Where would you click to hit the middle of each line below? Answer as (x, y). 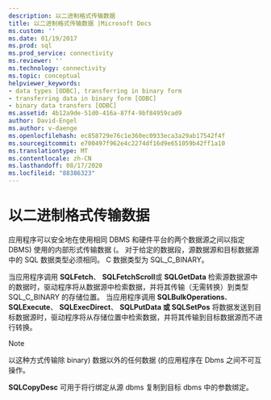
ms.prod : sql (30, 46)
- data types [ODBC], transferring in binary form (95, 91)
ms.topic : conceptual (45, 76)
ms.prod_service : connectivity (61, 53)
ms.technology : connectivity (57, 69)
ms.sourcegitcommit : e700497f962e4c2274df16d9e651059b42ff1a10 (117, 143)
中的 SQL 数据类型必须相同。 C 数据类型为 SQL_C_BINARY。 (108, 260)
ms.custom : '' (32, 31)
